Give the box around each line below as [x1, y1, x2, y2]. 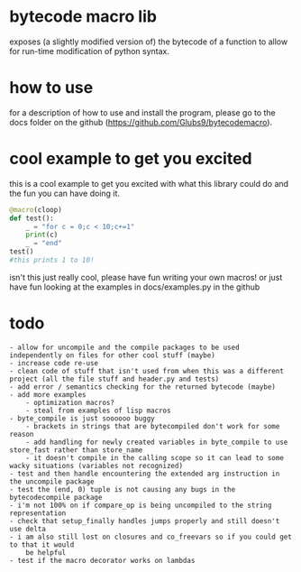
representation [9, 508, 67, 518]
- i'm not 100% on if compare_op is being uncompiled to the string [9, 501, 272, 510]
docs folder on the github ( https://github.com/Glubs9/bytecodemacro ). [9, 116, 273, 127]
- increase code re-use [9, 358, 99, 367]
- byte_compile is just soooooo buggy [9, 413, 155, 423]
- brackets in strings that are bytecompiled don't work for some [25, 421, 280, 430]
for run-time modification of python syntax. [9, 45, 169, 56]
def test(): [9, 214, 54, 223]
